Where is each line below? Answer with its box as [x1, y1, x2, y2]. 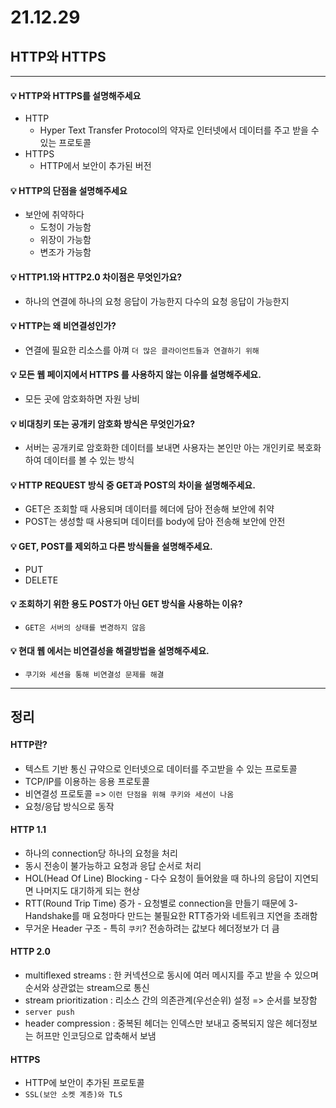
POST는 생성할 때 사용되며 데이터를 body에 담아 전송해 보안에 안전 [24, 516, 286, 528]
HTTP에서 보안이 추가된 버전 [39, 160, 152, 172]
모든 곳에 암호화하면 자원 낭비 [24, 393, 140, 405]
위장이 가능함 [39, 234, 92, 246]
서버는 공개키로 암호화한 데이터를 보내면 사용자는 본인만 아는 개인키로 [24, 442, 295, 454]
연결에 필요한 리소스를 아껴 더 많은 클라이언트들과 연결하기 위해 [24, 344, 260, 356]
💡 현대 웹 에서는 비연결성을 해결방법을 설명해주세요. [10, 645, 210, 657]
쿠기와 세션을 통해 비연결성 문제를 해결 [24, 670, 165, 680]
